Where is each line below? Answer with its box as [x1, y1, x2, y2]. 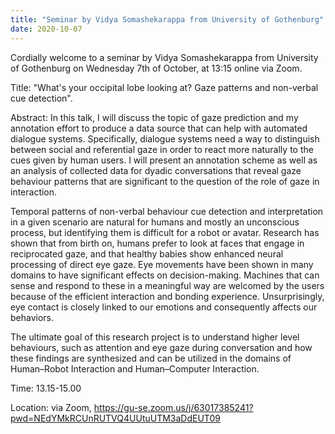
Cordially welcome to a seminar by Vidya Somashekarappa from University [10, 51, 319, 63]
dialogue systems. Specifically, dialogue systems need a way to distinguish [10, 132, 320, 145]
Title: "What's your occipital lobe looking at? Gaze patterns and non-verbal [10, 81, 319, 93]
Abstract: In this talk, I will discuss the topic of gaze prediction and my [10, 111, 299, 123]
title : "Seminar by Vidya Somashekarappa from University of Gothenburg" [10, 14, 325, 25]
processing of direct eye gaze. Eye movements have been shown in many [10, 258, 314, 270]
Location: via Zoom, [10, 401, 92, 413]
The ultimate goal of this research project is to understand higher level [10, 331, 300, 343]
